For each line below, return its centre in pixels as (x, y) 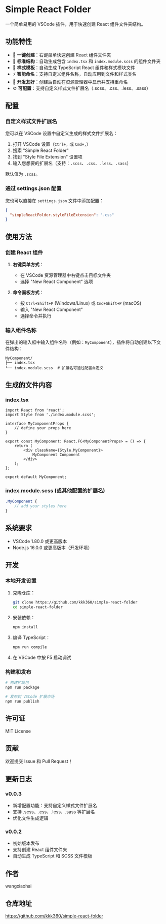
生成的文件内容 (29, 385)
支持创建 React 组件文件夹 (40, 850)
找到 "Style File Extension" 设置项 (47, 157)
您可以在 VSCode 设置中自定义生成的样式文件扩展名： (61, 134)
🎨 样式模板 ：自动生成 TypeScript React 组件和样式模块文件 (74, 68)
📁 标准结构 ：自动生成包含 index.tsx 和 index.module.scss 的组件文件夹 (87, 61)
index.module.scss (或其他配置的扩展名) (55, 490)
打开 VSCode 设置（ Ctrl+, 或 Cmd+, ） (52, 144)
